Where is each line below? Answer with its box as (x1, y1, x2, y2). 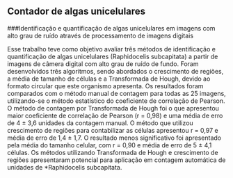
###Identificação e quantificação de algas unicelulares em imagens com (7, 24, 216, 32)
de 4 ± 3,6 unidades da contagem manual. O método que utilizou (7, 118, 193, 127)
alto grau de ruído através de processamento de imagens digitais (7, 31, 193, 40)
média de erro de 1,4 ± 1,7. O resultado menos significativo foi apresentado (7, 133, 221, 142)
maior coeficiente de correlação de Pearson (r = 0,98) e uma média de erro (7, 111, 223, 120)
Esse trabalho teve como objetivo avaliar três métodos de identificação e (7, 44, 216, 53)
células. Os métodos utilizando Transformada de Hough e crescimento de (7, 148, 218, 156)
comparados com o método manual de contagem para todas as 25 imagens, (7, 89, 226, 97)
